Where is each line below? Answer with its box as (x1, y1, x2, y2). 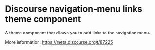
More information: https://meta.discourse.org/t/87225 (5, 39, 113, 45)
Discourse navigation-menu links (5, 3, 143, 15)
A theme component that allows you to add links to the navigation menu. (5, 30, 150, 35)
